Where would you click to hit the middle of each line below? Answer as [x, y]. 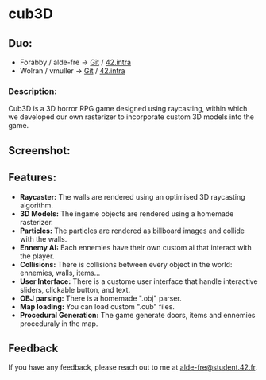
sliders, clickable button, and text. [75, 289]
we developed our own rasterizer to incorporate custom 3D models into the [131, 117]
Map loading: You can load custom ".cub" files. [97, 306]
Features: [33, 178]
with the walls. [43, 238]
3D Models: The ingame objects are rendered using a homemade [127, 213]
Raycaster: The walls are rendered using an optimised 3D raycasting [132, 196]
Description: [33, 91]
